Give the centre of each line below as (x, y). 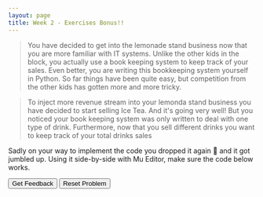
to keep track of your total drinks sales (89, 135)
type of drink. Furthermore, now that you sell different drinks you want (141, 127)
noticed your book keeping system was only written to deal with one (138, 119)
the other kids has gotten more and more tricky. (104, 86)
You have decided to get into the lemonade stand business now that (137, 45)
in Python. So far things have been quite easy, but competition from (137, 78)
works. (19, 167)
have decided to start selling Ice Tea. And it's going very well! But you (140, 110)
